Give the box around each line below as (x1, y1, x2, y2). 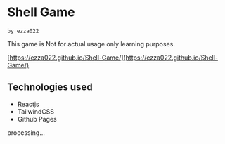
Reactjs (17, 100, 40, 108)
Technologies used (7, 81, 93, 93)
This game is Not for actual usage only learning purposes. (7, 39, 176, 48)
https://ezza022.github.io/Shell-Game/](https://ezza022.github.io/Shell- (9, 53, 218, 62)
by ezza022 (7, 27, 39, 34)
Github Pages (17, 114, 58, 123)
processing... (7, 128, 46, 137)
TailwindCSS (17, 107, 55, 116)
